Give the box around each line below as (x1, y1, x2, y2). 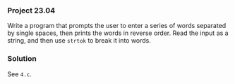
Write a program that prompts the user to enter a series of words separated (7, 22, 227, 30)
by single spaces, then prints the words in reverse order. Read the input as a (7, 29, 229, 37)
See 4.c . (7, 69, 32, 78)
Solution (7, 54, 37, 64)
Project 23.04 (7, 6, 56, 15)
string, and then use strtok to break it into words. (7, 36, 152, 45)
